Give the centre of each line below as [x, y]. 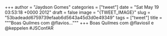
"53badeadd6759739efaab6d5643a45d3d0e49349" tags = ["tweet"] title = [83, 18]
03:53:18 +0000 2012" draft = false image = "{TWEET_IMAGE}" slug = [78, 12]
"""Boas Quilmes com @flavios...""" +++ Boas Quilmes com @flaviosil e [79, 23]
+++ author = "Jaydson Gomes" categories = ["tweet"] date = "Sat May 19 [82, 7]
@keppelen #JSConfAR [29, 28]
